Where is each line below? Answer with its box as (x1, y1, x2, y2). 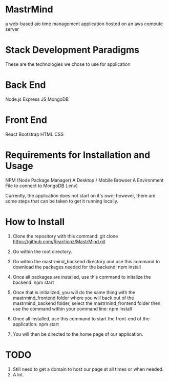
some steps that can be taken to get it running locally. (5, 198, 119, 204)
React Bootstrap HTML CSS (5, 131, 64, 137)
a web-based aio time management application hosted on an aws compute (5, 21, 163, 27)
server (5, 26, 19, 32)
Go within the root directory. (12, 248, 72, 254)
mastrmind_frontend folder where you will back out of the (12, 295, 134, 301)
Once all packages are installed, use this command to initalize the (12, 274, 151, 280)
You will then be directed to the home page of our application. (12, 331, 143, 337)
